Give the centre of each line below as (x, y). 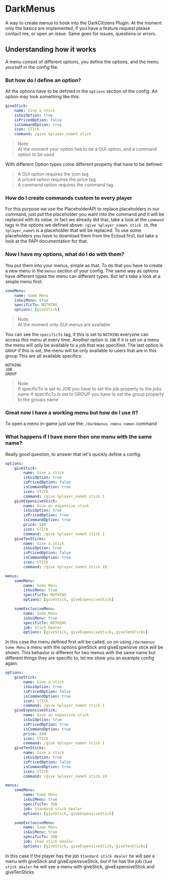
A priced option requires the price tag (57, 180)
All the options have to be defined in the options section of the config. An (81, 91)
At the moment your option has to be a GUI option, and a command (87, 149)
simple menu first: (24, 281)
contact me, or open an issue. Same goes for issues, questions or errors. (81, 33)
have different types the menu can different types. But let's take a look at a (83, 276)
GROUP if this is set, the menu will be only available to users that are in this (81, 351)
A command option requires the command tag (65, 185)
